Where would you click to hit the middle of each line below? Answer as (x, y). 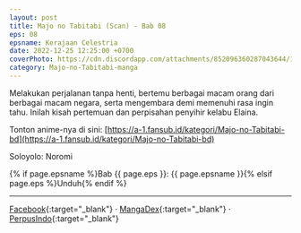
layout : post (34, 17)
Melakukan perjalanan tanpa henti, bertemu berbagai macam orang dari (142, 93)
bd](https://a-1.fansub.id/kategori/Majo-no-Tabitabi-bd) (112, 139)
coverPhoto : (31, 59)
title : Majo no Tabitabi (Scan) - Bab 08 (88, 26)
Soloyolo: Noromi (41, 156)
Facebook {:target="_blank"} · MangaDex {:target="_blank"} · (120, 209)
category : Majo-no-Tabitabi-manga (74, 68)
